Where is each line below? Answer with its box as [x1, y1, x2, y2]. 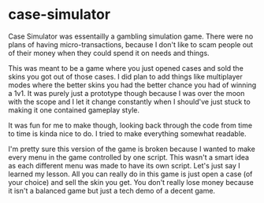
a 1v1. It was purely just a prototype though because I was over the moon [8, 88, 245, 98]
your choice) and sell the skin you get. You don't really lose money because [8, 177, 254, 186]
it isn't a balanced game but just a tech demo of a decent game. [8, 186, 215, 195]
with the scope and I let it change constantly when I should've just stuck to [8, 97, 251, 106]
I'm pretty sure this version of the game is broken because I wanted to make [8, 144, 256, 153]
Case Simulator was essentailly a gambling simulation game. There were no [8, 31, 254, 41]
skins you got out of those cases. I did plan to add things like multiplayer [8, 72, 243, 81]
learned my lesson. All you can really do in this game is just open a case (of [8, 169, 253, 179]
